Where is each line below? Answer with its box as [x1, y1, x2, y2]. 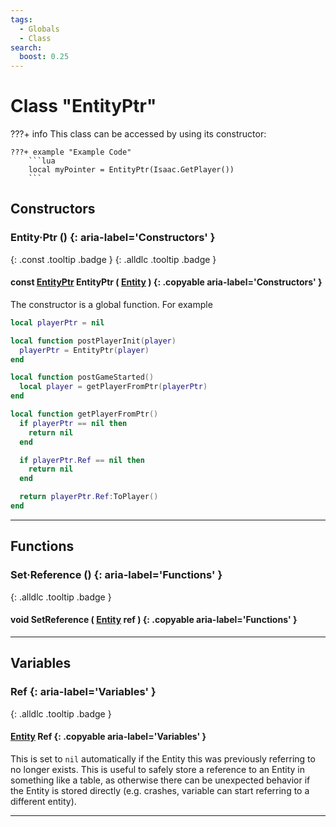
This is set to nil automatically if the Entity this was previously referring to [10, 752, 316, 765]
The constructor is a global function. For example [10, 298, 213, 310]
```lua [28, 156, 56, 166]
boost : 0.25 [19, 52, 70, 62]
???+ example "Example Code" [10, 147, 132, 158]
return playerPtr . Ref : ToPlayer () [19, 492, 159, 502]
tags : [10, 14, 33, 25]
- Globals [19, 24, 60, 34]
